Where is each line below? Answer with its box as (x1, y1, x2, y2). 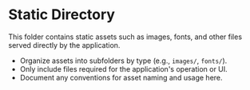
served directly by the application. (8, 40, 121, 49)
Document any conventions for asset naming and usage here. (19, 72, 223, 82)
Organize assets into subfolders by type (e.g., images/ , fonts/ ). (19, 56, 228, 65)
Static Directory (8, 6, 116, 24)
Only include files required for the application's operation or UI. (19, 64, 228, 73)
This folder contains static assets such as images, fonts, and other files (8, 32, 242, 41)
